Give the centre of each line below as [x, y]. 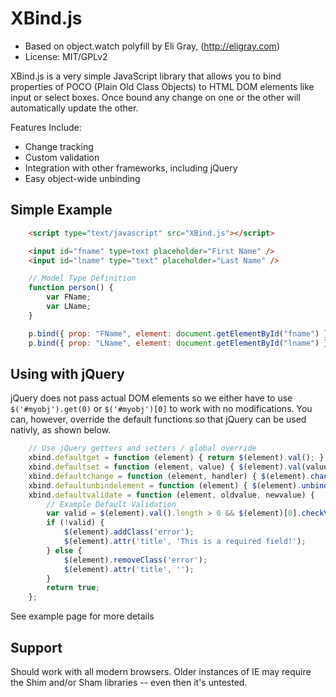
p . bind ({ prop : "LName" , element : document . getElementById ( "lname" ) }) [180, 343]
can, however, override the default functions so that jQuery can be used [158, 419]
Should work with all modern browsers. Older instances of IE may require [161, 671]
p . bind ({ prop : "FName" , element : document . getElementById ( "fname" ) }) [180, 333]
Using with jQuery [67, 373]
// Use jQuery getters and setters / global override [142, 448]
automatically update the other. [74, 108]
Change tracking [59, 146]
